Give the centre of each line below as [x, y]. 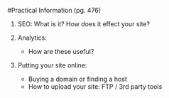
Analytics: [32, 38]
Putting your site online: [52, 65]
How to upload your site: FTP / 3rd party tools [95, 87]
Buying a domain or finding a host [78, 79]
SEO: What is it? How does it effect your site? [84, 24]
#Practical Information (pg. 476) [54, 10]
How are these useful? [61, 51]
